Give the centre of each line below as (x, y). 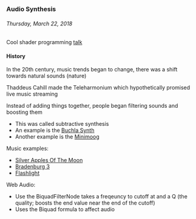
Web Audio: (21, 185)
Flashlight (27, 173)
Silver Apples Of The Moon (49, 160)
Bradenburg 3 (32, 167)
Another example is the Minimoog (57, 137)
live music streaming (32, 94)
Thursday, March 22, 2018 (39, 24)
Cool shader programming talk (44, 42)
